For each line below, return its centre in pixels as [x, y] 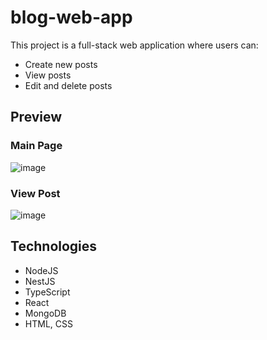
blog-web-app [71, 17]
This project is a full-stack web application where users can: [134, 45]
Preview [36, 117]
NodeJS [41, 270]
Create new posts [61, 64]
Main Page [36, 146]
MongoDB [45, 313]
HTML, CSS [48, 323]
